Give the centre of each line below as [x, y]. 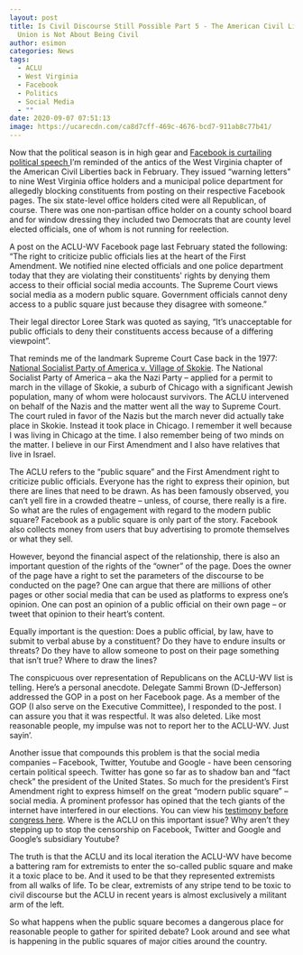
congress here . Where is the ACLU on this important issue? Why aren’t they [150, 820]
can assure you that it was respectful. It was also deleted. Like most [135, 716]
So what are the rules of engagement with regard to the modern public [141, 510]
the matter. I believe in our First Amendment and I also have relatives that [145, 445]
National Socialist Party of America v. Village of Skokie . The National [136, 368]
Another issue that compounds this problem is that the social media [134, 753]
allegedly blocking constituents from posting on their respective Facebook [147, 191]
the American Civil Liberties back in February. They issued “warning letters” [150, 172]
